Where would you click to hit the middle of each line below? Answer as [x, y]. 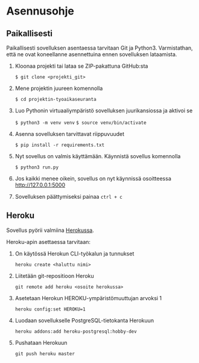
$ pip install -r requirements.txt [60, 145]
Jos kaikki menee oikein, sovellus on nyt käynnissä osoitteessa [93, 178]
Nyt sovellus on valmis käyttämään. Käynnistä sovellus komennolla [98, 156]
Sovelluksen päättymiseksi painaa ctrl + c [68, 197]
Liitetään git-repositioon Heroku [55, 275]
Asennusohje [40, 11]
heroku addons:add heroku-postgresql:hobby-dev [76, 331]
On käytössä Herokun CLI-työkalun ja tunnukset [74, 253]
